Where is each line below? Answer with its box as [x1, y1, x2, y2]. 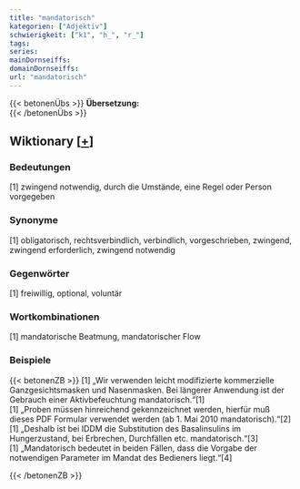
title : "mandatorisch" [9, 13, 95, 23]
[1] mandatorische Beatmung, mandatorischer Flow [9, 331, 202, 342]
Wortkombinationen [9, 311, 100, 323]
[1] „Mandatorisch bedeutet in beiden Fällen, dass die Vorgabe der [9, 443, 257, 453]
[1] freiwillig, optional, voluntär [9, 288, 123, 299]
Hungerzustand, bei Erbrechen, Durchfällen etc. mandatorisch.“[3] [9, 433, 259, 443]
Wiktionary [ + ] [9, 134, 94, 149]
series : [9, 47, 39, 56]
